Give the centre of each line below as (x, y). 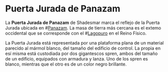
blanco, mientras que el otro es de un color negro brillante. (66, 64)
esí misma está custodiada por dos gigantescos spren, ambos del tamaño (81, 53)
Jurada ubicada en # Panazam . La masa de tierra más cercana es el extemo (83, 27)
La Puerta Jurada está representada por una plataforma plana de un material (85, 42)
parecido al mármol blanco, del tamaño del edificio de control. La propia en (83, 48)
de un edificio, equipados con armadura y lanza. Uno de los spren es (77, 58)
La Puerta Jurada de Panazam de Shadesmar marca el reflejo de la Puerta (82, 22)
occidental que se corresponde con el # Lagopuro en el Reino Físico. (76, 33)
